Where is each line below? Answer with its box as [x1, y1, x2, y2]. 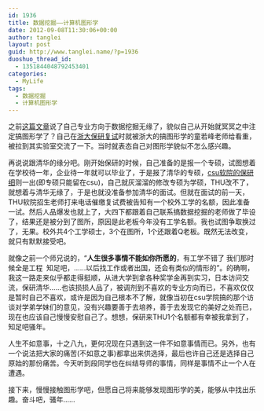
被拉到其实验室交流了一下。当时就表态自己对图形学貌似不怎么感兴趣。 [8, 141, 236, 151]
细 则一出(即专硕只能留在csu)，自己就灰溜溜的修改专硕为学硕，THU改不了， [8, 178, 253, 187]
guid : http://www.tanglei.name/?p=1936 [8, 48, 139, 56]
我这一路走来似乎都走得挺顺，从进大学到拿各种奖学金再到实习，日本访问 [8, 273, 242, 283]
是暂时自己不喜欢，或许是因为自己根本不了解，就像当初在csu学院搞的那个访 [8, 292, 254, 303]
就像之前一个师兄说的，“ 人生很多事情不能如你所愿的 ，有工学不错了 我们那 [8, 253, 247, 263]
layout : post [8, 41, 51, 49]
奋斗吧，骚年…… [21, 394, 76, 405]
